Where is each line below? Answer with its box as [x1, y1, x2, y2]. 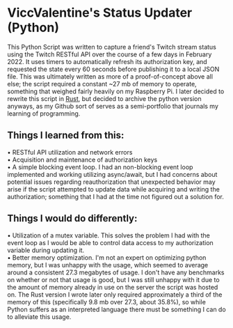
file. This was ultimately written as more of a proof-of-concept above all [7, 72, 214, 81]
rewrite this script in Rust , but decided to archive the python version [7, 94, 202, 102]
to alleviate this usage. [7, 312, 72, 321]
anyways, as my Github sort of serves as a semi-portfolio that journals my [7, 102, 219, 110]
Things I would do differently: [7, 212, 138, 224]
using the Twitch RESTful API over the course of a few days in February [7, 50, 212, 58]
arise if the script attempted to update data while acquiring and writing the [7, 185, 220, 193]
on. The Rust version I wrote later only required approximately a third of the [7, 290, 223, 299]
